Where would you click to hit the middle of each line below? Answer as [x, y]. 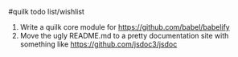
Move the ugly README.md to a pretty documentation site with [124, 36]
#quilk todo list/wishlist [46, 12]
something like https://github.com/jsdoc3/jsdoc [98, 44]
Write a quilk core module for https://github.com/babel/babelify [125, 27]
